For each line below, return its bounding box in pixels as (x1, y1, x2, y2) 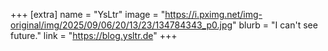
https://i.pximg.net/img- (164, 9, 263, 20)
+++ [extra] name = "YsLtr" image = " (10, 9, 166, 20)
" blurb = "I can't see (232, 19, 318, 31)
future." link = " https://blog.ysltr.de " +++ (10, 30, 178, 41)
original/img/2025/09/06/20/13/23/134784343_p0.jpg (10, 19, 233, 31)
